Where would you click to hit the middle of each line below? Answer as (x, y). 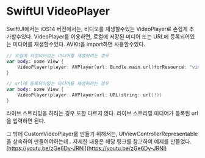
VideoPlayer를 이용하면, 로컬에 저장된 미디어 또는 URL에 (101, 36)
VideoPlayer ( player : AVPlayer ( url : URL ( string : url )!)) (90, 95)
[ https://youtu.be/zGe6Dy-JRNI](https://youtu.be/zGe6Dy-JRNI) (87, 148)
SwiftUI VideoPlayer (58, 11)
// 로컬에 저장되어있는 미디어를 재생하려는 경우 (58, 56)
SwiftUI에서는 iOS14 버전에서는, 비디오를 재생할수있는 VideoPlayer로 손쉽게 (97, 29)
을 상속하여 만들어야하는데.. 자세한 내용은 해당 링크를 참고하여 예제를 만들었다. (99, 141)
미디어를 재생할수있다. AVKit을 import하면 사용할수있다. (79, 44)
